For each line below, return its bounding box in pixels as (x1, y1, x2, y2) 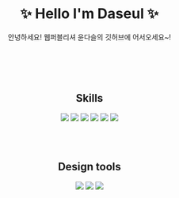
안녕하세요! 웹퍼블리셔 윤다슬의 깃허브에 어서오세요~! (7, 32, 172, 42)
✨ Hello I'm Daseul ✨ (20, 5, 159, 23)
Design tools (58, 160, 121, 174)
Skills (75, 92, 104, 105)
